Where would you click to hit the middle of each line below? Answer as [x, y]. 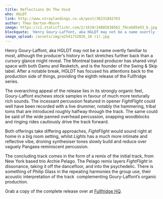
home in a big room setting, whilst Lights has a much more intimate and [76, 136]
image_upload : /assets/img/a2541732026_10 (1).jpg [57, 37]
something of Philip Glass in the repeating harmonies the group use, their [78, 171]
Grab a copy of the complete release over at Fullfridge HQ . [64, 191]
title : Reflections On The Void [38, 9]
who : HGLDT [16, 14]
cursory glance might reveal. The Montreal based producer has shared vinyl [81, 61]
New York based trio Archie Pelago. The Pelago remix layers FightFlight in [79, 161]
